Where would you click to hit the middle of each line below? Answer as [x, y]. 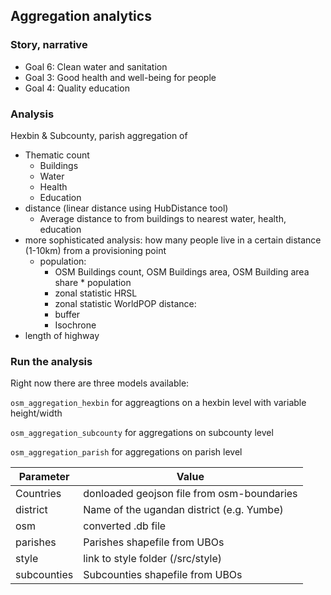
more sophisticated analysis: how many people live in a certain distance [173, 240]
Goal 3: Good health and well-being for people [120, 77]
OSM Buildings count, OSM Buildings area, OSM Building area [182, 271]
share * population [93, 282]
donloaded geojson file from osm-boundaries [190, 494]
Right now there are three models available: [100, 383]
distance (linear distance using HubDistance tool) [126, 208]
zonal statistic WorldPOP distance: [125, 303]
